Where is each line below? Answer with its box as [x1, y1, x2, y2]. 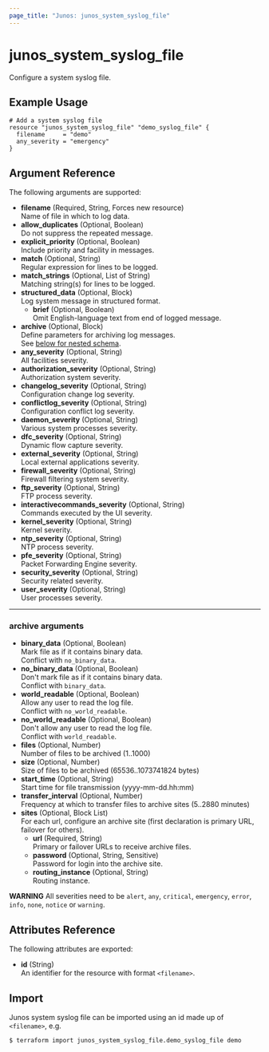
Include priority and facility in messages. [20, 245, 155, 255]
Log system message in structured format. [20, 296, 160, 306]
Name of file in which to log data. [20, 212, 130, 221]
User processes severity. [20, 593, 103, 603]
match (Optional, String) [20, 254, 101, 263]
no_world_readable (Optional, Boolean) [20, 715, 152, 725]
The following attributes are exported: [9, 944, 133, 954]
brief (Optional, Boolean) [32, 305, 115, 314]
